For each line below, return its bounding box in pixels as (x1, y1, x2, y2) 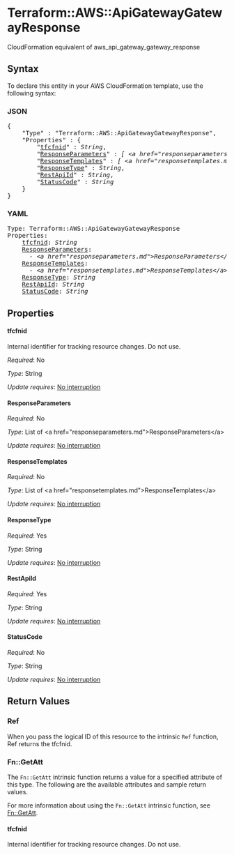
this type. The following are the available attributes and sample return (7, 780, 207, 789)
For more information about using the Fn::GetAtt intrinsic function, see (7, 801, 211, 810)
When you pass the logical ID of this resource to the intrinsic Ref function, (7, 732, 219, 741)
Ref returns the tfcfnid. (7, 739, 72, 748)
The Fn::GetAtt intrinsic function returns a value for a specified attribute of (7, 773, 223, 781)
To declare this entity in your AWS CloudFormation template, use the (7, 82, 203, 90)
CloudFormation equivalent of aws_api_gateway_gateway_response (7, 43, 201, 51)
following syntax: (7, 89, 56, 97)
